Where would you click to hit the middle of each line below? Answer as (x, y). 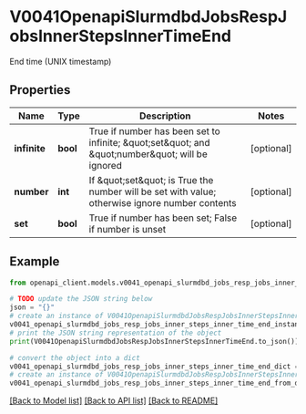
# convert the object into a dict (75, 357)
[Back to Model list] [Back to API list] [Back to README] (114, 401)
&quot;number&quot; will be (148, 154)
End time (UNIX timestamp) (61, 61)
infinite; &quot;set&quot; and (149, 142)
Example (35, 262)
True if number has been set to (154, 131)
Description (165, 116)
